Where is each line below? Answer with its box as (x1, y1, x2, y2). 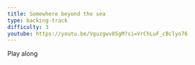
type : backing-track (7, 17, 69, 24)
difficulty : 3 (7, 23, 49, 30)
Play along (7, 49, 38, 58)
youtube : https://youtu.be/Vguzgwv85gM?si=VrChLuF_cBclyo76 (7, 30, 189, 37)
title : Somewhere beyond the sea (7, 10, 106, 18)
